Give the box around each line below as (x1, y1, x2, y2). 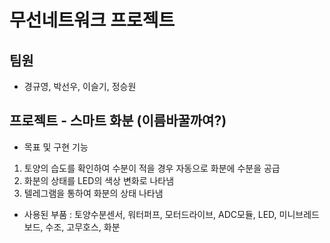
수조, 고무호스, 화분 (45, 221, 121, 233)
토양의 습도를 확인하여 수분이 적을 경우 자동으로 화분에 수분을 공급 (23, 162, 281, 174)
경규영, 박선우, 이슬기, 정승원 (23, 81, 137, 92)
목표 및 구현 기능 (23, 141, 89, 153)
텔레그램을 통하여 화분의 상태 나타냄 (23, 187, 164, 199)
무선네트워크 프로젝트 (9, 9, 176, 32)
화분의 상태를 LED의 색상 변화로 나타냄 (23, 174, 175, 186)
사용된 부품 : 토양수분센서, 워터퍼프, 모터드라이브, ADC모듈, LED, (23, 208, 277, 220)
